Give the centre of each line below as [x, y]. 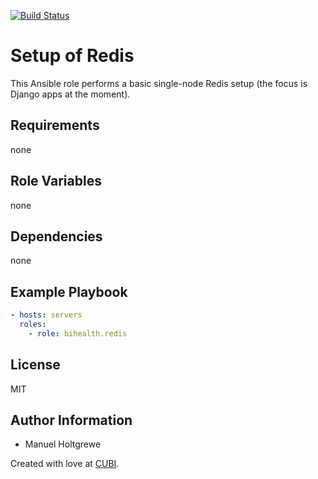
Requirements [55, 125]
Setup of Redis [72, 56]
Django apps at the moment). [70, 94]
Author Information [71, 420]
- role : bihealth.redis [78, 333]
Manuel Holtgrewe [63, 444]
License [35, 365]
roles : [33, 325]
